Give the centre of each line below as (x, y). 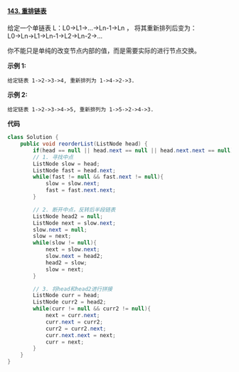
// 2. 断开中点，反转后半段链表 (74, 210)
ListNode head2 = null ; (68, 216)
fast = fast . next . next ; (80, 190)
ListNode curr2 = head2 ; (70, 302)
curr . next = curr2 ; (74, 322)
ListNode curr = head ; (67, 296)
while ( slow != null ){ (65, 243)
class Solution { (33, 138)
